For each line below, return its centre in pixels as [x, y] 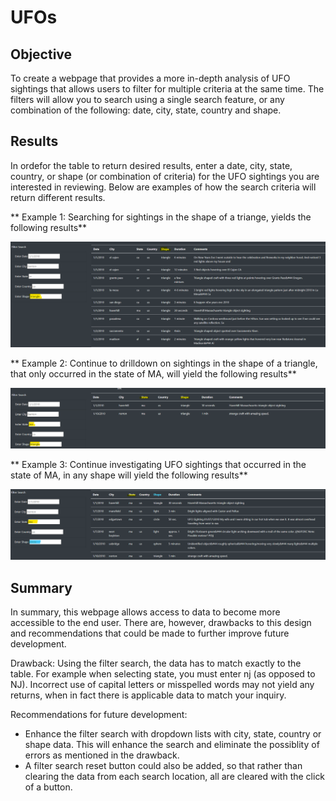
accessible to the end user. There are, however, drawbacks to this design [161, 623]
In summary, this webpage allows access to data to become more [145, 612]
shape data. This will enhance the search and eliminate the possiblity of [172, 745]
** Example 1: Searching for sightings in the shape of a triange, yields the [161, 217]
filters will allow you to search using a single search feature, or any [147, 99]
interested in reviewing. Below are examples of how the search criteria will [163, 187]
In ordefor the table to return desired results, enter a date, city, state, [151, 165]
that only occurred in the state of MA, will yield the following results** [153, 374]
